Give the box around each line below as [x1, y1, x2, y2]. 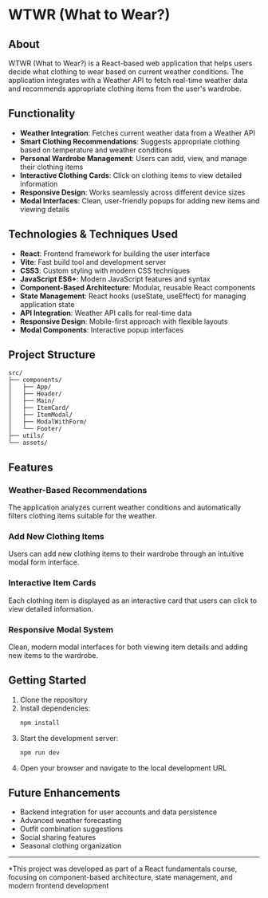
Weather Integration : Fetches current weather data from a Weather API [19, 128, 255, 137]
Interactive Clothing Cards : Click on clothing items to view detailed [19, 170, 242, 180]
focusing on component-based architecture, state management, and [8, 872, 233, 882]
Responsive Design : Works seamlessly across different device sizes [19, 187, 246, 197]
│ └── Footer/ [8, 425, 62, 433]
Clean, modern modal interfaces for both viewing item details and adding [8, 642, 248, 652]
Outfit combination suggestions [19, 824, 124, 834]
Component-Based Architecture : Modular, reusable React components [19, 282, 256, 292]
